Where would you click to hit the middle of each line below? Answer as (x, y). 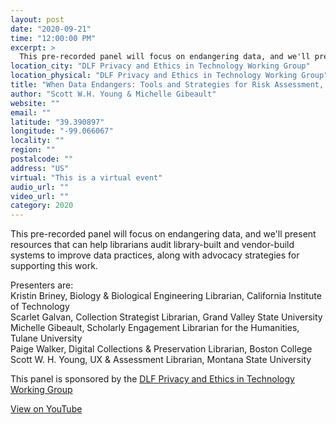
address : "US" (40, 168)
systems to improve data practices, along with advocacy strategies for (155, 255)
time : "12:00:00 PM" (53, 38)
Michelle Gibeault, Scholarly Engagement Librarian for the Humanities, (155, 328)
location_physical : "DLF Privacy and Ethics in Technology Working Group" (169, 76)
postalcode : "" (42, 159)
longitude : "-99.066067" (62, 131)
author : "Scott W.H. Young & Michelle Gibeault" (113, 94)
